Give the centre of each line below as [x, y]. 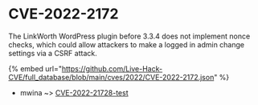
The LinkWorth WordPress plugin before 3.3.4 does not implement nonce [129, 36]
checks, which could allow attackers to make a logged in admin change [127, 44]
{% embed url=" [35, 68]
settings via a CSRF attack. [53, 53]
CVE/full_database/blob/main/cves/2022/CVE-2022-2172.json [111, 77]
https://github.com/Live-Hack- [112, 68]
